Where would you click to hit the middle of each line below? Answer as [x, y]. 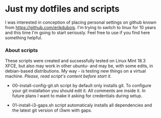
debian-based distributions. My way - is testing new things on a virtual [76, 71]
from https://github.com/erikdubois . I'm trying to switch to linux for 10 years [80, 27]
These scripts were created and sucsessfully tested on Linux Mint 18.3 [75, 61]
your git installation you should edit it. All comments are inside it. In [79, 91]
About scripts [21, 50]
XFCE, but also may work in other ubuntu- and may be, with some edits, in [79, 66]
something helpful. [24, 38]
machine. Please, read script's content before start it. [58, 76]
